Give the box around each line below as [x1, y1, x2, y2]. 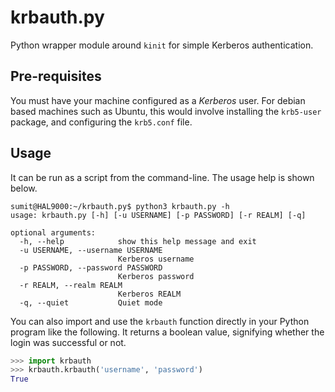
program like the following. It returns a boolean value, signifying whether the [10, 326, 325, 338]
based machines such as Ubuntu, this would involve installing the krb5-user [10, 105, 322, 117]
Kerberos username [117, 254, 195, 264]
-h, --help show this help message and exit [19, 236, 257, 246]
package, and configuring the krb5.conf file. [10, 116, 193, 128]
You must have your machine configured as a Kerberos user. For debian [10, 94, 306, 106]
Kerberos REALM [117, 289, 182, 299]
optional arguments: [10, 227, 97, 238]
